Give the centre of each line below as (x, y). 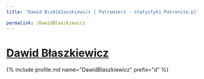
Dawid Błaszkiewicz (58, 53)
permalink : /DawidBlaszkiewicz (46, 23)
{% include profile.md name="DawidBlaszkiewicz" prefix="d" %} (87, 70)
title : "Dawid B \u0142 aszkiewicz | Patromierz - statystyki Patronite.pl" (103, 12)
